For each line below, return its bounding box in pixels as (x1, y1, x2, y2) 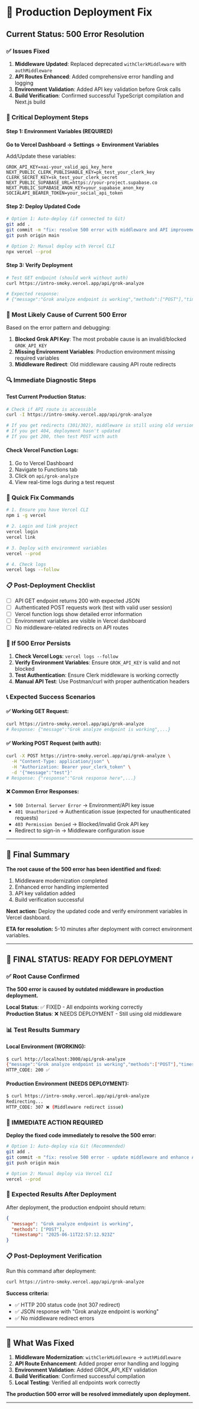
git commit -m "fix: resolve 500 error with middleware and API (6, 227, 168, 233)
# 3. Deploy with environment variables (6, 545, 108, 551)
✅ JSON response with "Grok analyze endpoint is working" (14, 1308, 159, 1315)
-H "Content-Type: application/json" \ (11, 758, 110, 765)
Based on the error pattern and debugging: (6, 324, 111, 331)
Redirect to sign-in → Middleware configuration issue (14, 827, 145, 834)
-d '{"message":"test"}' (11, 770, 73, 776)
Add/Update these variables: (6, 153, 76, 159)
